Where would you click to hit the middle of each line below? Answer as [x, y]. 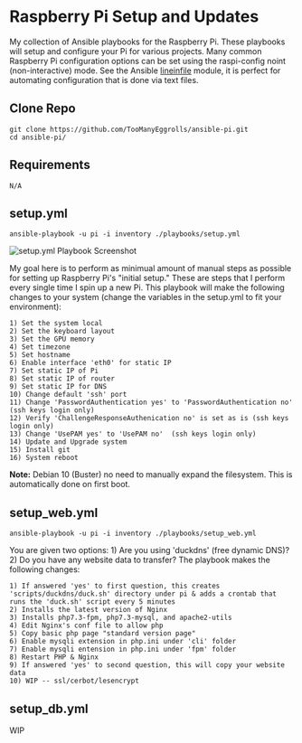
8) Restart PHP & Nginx [54, 657]
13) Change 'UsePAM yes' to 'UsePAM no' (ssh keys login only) [133, 434]
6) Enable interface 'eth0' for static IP [90, 363]
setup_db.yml [49, 708]
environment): [35, 307]
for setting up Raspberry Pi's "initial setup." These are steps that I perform [147, 278]
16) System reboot [44, 458]
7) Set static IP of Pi [54, 371]
